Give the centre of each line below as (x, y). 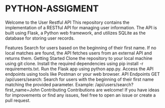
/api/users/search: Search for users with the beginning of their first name (80, 79)
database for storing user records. (40, 38)
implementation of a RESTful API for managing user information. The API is (81, 27)
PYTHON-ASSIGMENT (52, 9)
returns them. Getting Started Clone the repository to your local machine (79, 58)
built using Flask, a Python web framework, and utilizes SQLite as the (75, 33)
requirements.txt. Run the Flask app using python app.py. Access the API (80, 69)
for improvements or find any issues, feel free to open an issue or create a (81, 95)
